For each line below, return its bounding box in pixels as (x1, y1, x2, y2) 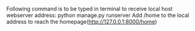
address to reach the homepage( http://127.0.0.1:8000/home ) (6, 18, 157, 25)
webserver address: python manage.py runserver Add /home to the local (6, 12, 190, 19)
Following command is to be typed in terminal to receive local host (6, 5, 173, 12)
